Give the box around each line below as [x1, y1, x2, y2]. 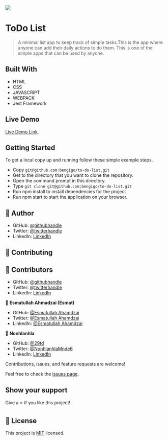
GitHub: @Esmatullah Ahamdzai [12, 310, 80, 316]
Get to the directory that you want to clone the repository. [12, 172, 133, 178]
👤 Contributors [5, 265, 53, 274]
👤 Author [5, 208, 34, 217]
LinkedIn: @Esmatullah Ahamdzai [12, 320, 83, 327]
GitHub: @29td [12, 340, 44, 346]
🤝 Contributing [5, 248, 53, 257]
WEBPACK [12, 95, 35, 101]
